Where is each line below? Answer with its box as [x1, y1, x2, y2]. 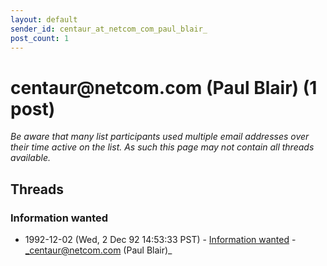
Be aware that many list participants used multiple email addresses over [10, 131, 310, 143]
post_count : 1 [10, 33, 70, 43]
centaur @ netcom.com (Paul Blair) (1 [10, 76, 318, 99]
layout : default [10, 14, 78, 25]
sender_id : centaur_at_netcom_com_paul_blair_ [10, 24, 208, 34]
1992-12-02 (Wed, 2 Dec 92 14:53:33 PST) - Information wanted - [24, 234, 297, 245]
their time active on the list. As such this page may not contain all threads [10, 141, 315, 153]
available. [10, 152, 52, 164]
